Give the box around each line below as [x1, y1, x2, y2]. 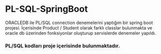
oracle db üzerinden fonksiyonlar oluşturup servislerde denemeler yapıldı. [5, 30, 157, 36]
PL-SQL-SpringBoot [5, 3, 88, 15]
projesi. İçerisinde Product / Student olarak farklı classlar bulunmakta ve [5, 25, 153, 30]
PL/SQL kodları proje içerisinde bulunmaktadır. [5, 42, 120, 49]
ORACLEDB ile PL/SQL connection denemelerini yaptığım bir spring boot [5, 20, 153, 26]
